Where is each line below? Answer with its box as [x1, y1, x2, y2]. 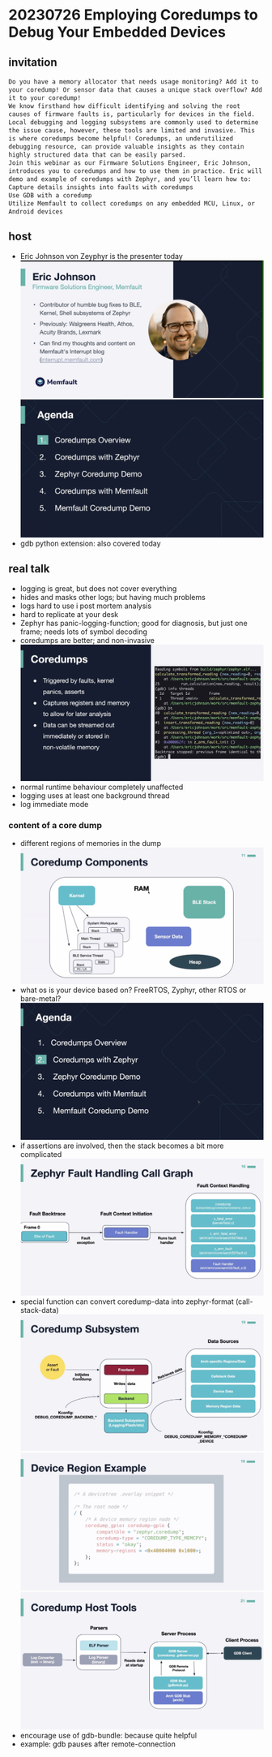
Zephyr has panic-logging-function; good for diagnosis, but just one [19, 618, 249, 628]
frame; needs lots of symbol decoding [19, 627, 148, 637]
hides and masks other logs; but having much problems [19, 592, 206, 602]
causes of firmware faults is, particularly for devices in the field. [8, 110, 255, 119]
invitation [8, 55, 58, 69]
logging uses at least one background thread [19, 791, 170, 801]
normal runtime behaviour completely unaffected [19, 782, 184, 792]
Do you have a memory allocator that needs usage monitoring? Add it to [8, 78, 259, 86]
